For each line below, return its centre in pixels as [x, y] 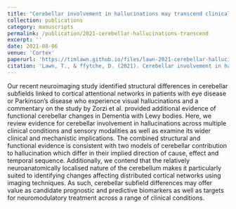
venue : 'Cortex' [31, 53]
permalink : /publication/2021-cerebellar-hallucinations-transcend [108, 33]
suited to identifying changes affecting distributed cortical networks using [114, 175]
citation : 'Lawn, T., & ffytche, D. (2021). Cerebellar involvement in [114, 66]
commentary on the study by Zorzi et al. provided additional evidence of [112, 108]
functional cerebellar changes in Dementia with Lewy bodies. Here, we [110, 116]
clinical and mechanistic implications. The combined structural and [104, 138]
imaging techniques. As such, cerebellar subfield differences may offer [110, 182]
